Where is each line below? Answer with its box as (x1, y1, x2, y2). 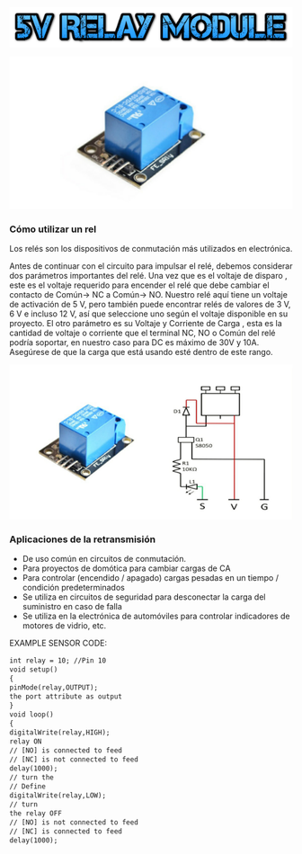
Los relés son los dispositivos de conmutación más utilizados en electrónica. (9, 244, 293, 254)
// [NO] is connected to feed (9, 746, 123, 755)
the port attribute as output (9, 692, 123, 701)
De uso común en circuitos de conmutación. (22, 554, 187, 565)
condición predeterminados (22, 583, 126, 593)
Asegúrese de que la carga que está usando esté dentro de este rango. (9, 347, 273, 358)
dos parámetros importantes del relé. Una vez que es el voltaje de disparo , (9, 271, 288, 281)
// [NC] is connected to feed (9, 827, 123, 836)
